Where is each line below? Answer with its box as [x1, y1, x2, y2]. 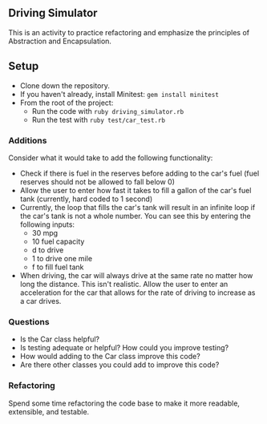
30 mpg [31, 228, 59, 237]
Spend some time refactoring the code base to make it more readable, [8, 398, 241, 408]
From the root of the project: [19, 98, 114, 107]
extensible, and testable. [8, 406, 90, 416]
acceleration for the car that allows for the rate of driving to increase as [19, 288, 256, 297]
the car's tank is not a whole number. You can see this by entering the [19, 211, 251, 220]
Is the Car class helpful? [19, 334, 100, 344]
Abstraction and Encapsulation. [8, 36, 112, 46]
